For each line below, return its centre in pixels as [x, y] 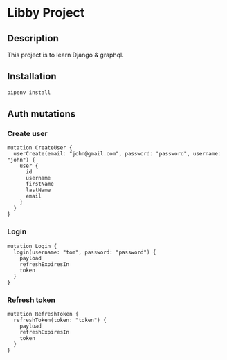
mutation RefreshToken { [43, 314]
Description [33, 38]
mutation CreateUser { [40, 148]
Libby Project [46, 13]
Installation [32, 76]
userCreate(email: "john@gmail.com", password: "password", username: [117, 154]
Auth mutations [42, 114]
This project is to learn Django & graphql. [65, 55]
